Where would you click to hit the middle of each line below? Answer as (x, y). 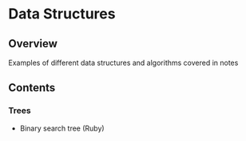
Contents (32, 88)
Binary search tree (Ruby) (62, 128)
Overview (33, 44)
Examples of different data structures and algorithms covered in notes (123, 62)
